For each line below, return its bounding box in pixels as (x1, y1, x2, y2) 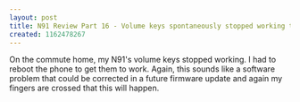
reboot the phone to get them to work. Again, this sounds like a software (9, 64, 275, 74)
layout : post (9, 13, 58, 22)
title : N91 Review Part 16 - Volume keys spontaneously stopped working (9, 21, 286, 30)
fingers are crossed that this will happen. (9, 82, 160, 94)
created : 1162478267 (9, 30, 87, 38)
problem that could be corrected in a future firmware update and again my (9, 73, 283, 84)
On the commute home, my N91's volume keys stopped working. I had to (9, 55, 277, 65)
